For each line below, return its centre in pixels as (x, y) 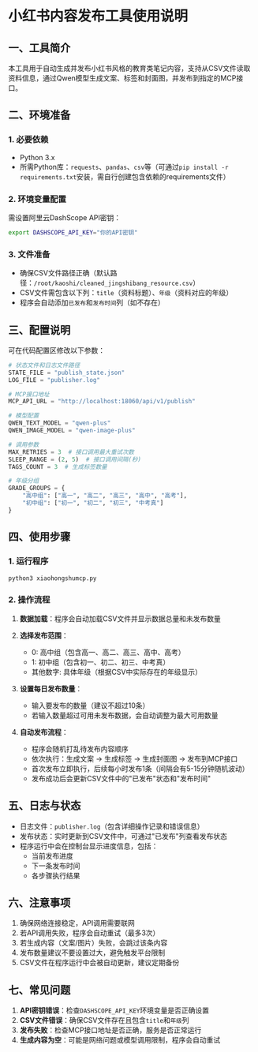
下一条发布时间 (56, 866)
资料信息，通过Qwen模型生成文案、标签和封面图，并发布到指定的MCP (122, 78)
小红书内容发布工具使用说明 (98, 16)
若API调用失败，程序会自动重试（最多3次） (90, 933)
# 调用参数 (24, 444)
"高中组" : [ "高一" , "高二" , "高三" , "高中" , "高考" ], (105, 496)
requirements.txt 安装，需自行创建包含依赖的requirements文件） (125, 176)
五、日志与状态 (45, 806)
